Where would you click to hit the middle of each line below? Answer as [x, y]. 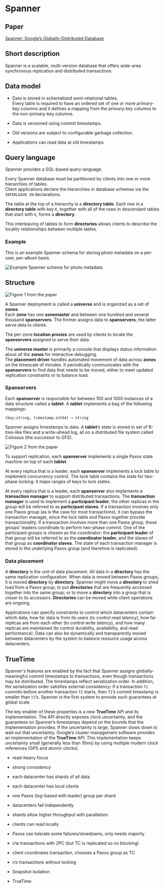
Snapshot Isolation [31, 871]
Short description [33, 54]
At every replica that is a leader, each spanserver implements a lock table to [82, 471]
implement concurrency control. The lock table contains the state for [74, 476]
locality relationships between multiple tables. [51, 229]
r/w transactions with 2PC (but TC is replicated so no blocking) [75, 843]
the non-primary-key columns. [43, 114]
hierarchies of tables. [26, 184]
